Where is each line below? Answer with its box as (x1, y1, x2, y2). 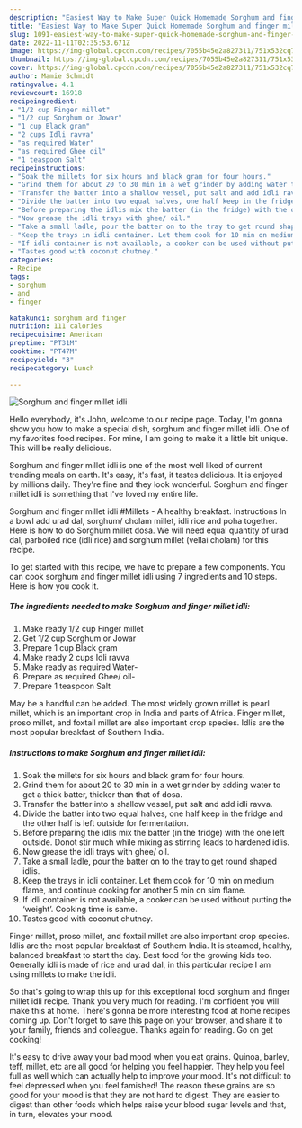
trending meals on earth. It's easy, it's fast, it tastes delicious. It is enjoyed (9, 469, 283, 480)
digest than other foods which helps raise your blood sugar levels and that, (9, 1099, 287, 1110)
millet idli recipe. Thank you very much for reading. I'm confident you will (9, 996, 280, 1007)
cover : (9, 64, 34, 73)
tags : (9, 272, 30, 281)
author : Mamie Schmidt (9, 72, 94, 81)
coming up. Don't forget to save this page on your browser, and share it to (9, 1015, 283, 1026)
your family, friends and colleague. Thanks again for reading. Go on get (9, 1025, 274, 1035)
